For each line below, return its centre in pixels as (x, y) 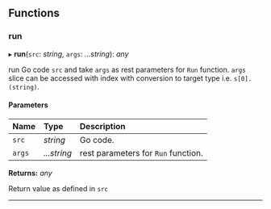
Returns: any (30, 173)
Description (102, 126)
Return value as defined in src (58, 188)
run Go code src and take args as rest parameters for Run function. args (127, 69)
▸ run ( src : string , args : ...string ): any (69, 54)
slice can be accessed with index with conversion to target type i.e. (120, 78)
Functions (34, 13)
